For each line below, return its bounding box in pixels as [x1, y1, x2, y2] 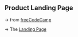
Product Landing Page [4, 4, 74, 12]
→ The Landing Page [4, 26, 47, 32]
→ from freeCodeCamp [4, 17, 52, 22]
